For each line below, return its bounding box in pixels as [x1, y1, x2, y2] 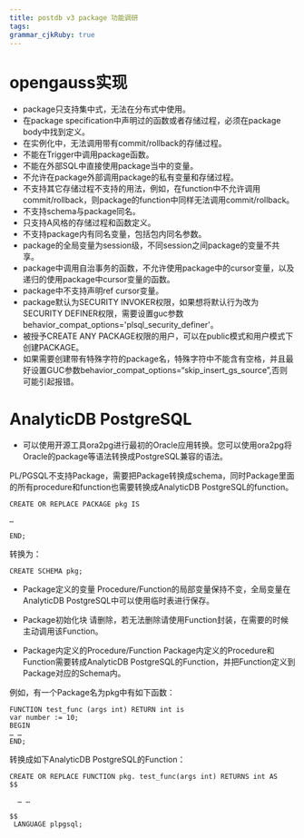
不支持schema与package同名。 [22, 206, 141, 217]
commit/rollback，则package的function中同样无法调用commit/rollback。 [22, 194, 295, 205]
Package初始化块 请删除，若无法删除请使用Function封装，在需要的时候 [22, 615, 289, 626]
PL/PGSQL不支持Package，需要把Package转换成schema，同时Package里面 [9, 470, 295, 481]
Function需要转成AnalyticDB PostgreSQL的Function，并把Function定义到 [22, 656, 296, 667]
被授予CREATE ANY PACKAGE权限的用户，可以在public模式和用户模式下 [22, 330, 293, 341]
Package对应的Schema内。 [22, 668, 126, 679]
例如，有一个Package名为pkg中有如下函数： [9, 687, 175, 698]
